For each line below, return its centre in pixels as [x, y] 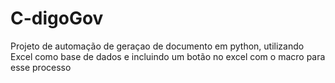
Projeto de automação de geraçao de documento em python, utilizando [157, 46]
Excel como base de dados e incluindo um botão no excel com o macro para [168, 56]
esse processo [41, 67]
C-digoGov [57, 18]
